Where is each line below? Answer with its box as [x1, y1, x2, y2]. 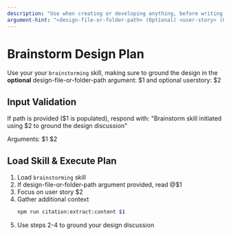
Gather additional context [16, 195, 89, 204]
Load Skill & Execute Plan [7, 155, 117, 167]
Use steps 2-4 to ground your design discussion [16, 221, 155, 229]
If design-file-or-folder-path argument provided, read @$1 [16, 180, 182, 189]
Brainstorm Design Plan [7, 46, 144, 62]
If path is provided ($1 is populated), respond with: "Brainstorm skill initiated [7, 114, 222, 122]
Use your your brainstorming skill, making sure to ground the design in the [7, 69, 218, 77]
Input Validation [7, 96, 77, 107]
